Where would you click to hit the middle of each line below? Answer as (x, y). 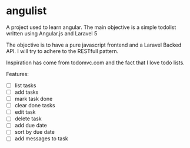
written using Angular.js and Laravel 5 (52, 33)
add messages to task (41, 139)
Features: (18, 74)
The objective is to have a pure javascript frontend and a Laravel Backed (94, 45)
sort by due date (34, 132)
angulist (26, 11)
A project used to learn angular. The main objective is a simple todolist (91, 27)
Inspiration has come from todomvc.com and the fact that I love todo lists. (96, 63)
